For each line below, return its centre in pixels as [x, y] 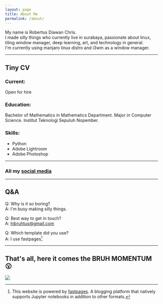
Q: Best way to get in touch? [33, 218]
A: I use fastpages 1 [24, 238]
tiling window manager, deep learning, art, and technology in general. [74, 43]
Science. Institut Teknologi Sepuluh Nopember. [52, 120]
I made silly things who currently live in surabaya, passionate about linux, [78, 37]
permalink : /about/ [25, 18]
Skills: [13, 133]
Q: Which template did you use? [37, 233]
